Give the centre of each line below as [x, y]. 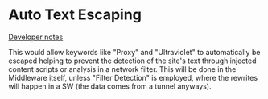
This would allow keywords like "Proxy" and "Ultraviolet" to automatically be [134, 52]
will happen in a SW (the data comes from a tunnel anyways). [110, 86]
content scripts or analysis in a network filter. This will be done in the [122, 69]
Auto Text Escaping [75, 15]
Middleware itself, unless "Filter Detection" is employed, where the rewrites [133, 77]
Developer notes [36, 37]
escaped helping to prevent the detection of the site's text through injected [132, 61]
